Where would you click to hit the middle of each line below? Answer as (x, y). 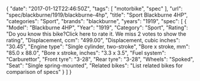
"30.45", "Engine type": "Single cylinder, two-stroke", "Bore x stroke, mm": (98, 46)
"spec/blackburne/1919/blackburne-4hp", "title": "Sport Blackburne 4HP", (97, 15)
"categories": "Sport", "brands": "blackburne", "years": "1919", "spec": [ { (96, 21)
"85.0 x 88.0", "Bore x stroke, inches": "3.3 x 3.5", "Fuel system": (86, 53)
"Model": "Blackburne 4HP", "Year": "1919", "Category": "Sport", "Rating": (97, 27)
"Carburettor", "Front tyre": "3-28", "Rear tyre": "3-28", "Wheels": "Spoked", (100, 59)
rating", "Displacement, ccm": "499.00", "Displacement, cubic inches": (93, 40)
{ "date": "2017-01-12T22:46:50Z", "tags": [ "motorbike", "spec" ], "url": (94, 9)
